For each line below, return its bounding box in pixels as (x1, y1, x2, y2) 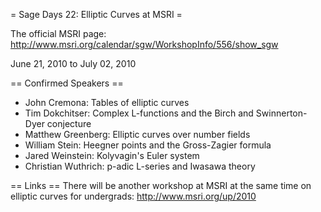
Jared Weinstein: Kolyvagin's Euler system (24, 150, 200, 161)
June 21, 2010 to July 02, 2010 (10, 58, 137, 69)
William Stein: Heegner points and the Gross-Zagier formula (24, 139, 272, 151)
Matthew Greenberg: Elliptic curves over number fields (24, 129, 251, 140)
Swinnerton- (255, 107, 308, 119)
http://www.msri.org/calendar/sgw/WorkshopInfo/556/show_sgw (10, 39, 279, 50)
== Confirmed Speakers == (10, 77, 124, 89)
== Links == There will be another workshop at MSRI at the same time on (10, 180, 312, 191)
